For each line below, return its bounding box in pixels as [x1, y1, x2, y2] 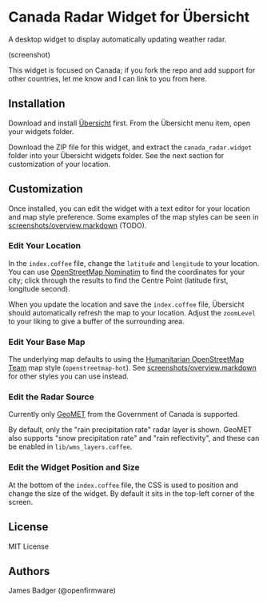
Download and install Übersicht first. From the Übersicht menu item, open [8, 118, 250, 128]
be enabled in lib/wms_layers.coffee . [8, 442, 133, 451]
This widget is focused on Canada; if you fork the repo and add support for [8, 65, 256, 75]
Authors [8, 564, 50, 578]
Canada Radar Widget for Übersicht [8, 8, 250, 26]
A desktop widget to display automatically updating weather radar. [8, 34, 227, 44]
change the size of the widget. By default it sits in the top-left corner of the [8, 488, 255, 498]
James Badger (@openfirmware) [8, 585, 116, 595]
